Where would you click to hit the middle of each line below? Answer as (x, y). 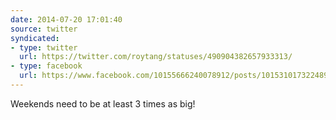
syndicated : (35, 38)
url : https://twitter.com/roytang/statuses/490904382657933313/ (156, 57)
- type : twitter (44, 47)
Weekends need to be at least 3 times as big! (103, 103)
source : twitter (44, 29)
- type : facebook (46, 66)
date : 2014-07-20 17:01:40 (66, 19)
